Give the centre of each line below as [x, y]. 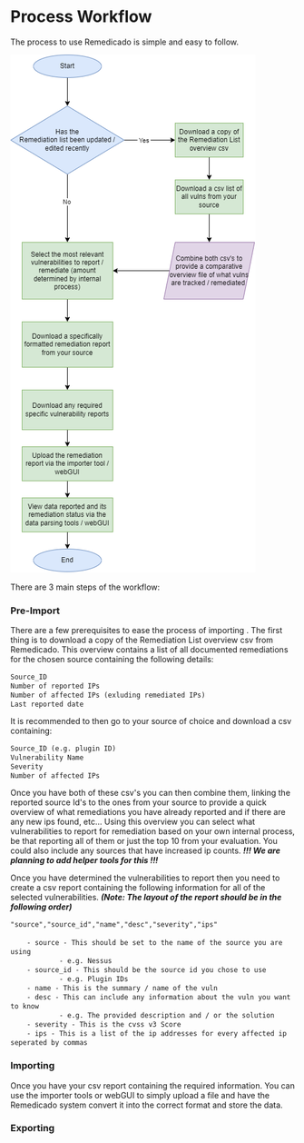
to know [25, 1007]
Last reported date [47, 705]
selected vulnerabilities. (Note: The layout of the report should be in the [146, 898]
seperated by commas [49, 1043]
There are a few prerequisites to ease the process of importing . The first [147, 631]
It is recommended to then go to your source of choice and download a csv [151, 721]
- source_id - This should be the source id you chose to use [147, 970]
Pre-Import [35, 611]
